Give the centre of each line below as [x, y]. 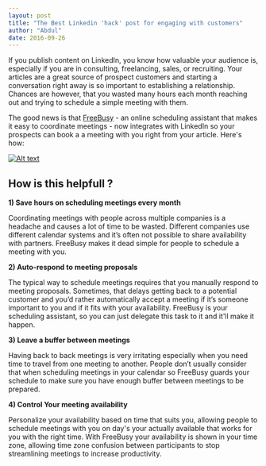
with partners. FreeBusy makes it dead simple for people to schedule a [124, 244]
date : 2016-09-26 [37, 38]
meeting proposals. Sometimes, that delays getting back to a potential [123, 291]
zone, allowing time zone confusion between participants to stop [114, 445]
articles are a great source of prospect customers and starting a [113, 77]
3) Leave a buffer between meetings [69, 340]
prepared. [25, 389]
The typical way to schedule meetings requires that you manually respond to [133, 283]
